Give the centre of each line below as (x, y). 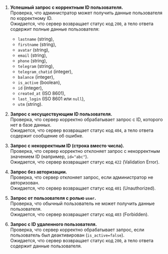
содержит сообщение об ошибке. (47, 136)
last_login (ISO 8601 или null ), (51, 99)
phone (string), (32, 61)
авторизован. (25, 183)
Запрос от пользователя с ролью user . (53, 198)
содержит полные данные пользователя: (55, 29)
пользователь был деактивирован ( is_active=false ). (67, 235)
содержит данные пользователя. (46, 246)
